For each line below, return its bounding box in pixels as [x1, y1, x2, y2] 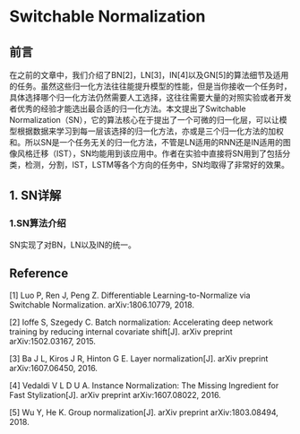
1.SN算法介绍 [9, 217, 67, 230]
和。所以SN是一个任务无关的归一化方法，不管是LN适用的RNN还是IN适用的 [9, 137, 284, 147]
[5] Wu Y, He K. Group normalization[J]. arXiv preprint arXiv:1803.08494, [9, 406, 279, 418]
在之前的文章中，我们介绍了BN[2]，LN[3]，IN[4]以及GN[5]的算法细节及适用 [9, 70, 289, 80]
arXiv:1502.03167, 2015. [9, 335, 97, 346]
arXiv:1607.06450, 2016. [9, 362, 99, 373]
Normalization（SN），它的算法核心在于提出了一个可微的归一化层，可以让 [9, 115, 280, 125]
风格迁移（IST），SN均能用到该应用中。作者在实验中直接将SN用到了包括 [16, 148, 283, 159]
